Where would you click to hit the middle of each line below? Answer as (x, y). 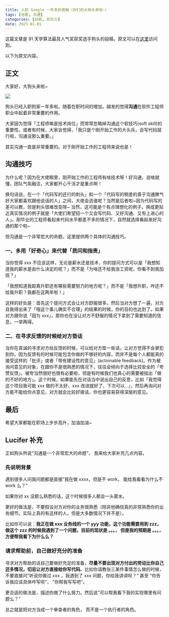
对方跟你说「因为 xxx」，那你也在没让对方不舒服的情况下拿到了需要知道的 (81, 316)
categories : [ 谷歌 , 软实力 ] (33, 19)
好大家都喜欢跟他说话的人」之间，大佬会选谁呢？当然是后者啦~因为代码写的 (84, 200)
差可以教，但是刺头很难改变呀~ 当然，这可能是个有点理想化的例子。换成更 (82, 207)
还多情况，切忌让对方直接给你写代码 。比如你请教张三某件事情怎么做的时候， (84, 569)
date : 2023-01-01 (23, 24)
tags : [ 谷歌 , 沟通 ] (24, 15)
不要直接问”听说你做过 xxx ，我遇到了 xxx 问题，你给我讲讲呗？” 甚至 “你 (81, 575)
